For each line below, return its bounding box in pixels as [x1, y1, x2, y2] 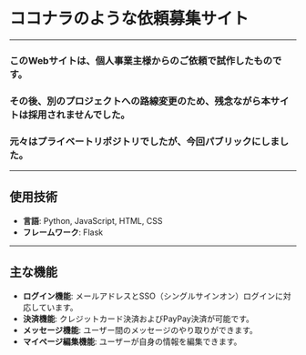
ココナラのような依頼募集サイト [9, 8, 250, 29]
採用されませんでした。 [27, 108, 130, 121]
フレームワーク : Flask [22, 227, 103, 238]
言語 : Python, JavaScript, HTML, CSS [22, 215, 163, 226]
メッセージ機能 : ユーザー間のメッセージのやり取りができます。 [22, 324, 258, 335]
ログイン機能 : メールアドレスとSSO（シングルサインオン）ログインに [22, 290, 284, 301]
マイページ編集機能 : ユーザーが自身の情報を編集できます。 [22, 336, 242, 347]
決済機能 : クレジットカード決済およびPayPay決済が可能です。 [22, 313, 255, 324]
